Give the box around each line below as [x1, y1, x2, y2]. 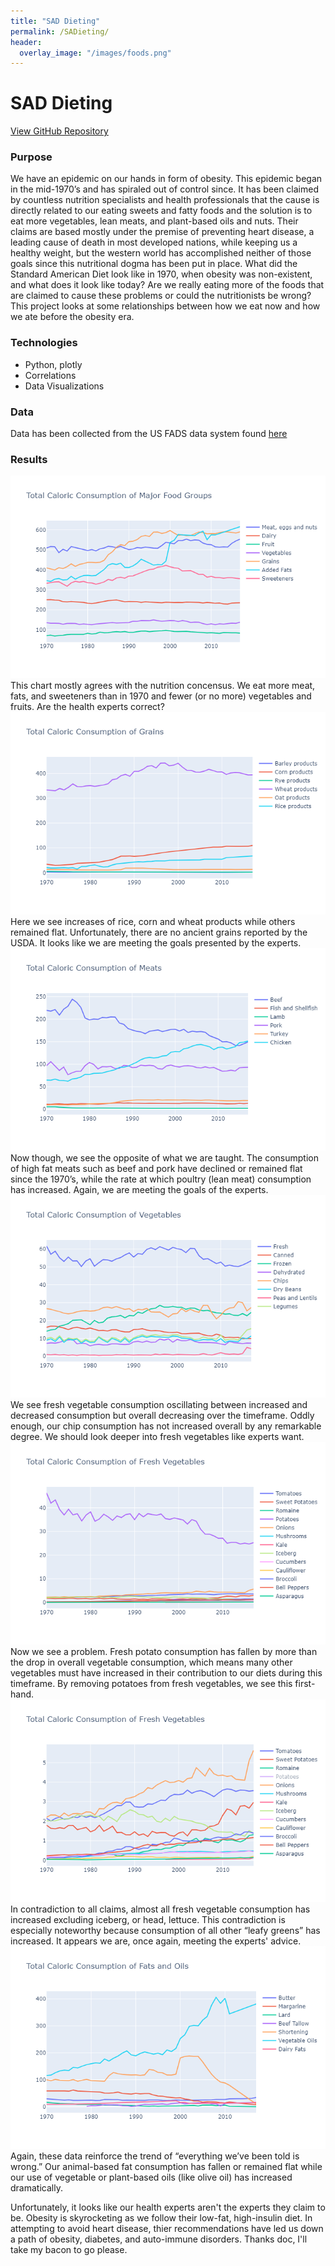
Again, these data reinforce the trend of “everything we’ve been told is [10, 2150, 300, 2162]
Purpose [10, 150, 53, 164]
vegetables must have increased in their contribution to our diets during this [10, 1667, 323, 1679]
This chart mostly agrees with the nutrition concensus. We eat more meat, [10, 680, 316, 692]
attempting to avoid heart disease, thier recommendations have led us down [10, 2223, 324, 2235]
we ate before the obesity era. [10, 311, 135, 323]
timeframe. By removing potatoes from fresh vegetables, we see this [10, 1678, 293, 1690]
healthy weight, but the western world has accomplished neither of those [10, 247, 312, 259]
